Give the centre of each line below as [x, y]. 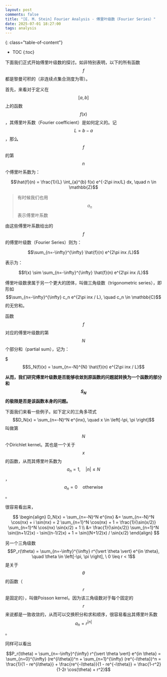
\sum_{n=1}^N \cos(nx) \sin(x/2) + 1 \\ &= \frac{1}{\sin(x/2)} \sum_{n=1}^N [83, 528]
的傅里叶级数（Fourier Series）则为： [43, 242]
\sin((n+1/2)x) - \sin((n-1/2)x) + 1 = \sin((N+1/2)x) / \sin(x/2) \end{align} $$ [83, 533]
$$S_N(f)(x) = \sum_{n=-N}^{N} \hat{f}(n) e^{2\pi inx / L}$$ [83, 367]
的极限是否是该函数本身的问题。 [38, 401]
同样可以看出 [18, 644]
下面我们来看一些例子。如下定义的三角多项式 [51, 411]
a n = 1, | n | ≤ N [83, 470]
